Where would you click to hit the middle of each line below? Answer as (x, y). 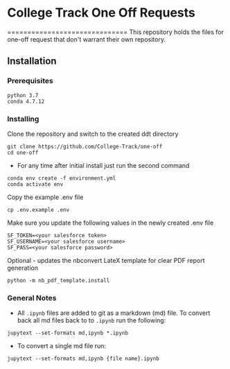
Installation (32, 61)
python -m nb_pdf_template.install (59, 280)
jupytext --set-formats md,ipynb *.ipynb (68, 333)
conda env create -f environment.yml (62, 178)
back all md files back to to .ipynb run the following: (91, 320)
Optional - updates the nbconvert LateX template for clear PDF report (106, 260)
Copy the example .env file (45, 197)
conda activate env (35, 184)
